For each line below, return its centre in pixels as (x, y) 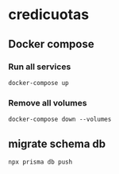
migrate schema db (57, 143)
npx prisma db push (40, 162)
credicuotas (49, 15)
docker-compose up (38, 83)
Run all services (40, 67)
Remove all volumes (48, 102)
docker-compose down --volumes (60, 120)
